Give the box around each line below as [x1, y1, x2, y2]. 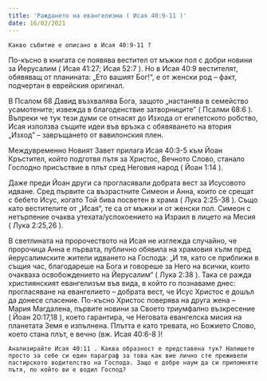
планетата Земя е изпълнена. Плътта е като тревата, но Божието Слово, [8, 320, 257, 330]
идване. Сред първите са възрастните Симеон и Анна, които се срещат [8, 186, 254, 196]
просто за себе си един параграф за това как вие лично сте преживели [8, 351, 248, 359]
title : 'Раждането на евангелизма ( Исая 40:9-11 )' [8, 11, 187, 20]
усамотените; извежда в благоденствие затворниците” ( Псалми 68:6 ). [8, 105, 253, 114]
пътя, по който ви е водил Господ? [8, 365, 127, 374]
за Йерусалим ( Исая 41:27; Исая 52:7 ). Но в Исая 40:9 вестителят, [8, 63, 238, 73]
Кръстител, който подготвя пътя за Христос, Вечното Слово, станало [8, 153, 245, 164]
